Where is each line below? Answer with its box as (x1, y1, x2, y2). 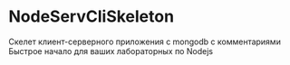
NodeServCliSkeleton (8, 6, 174, 27)
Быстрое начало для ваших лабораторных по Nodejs (8, 45, 214, 56)
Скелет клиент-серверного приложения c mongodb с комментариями (8, 36, 282, 47)
